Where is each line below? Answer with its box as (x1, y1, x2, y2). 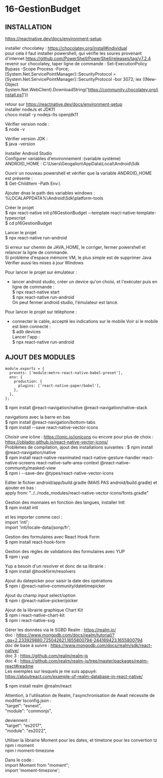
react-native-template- (110, 210, 157, 216)
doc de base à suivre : (5, 642, 50, 648)
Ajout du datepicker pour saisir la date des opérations (5, 578, 113, 583)
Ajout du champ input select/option (5, 592, 76, 598)
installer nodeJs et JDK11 (5, 106, 55, 112)
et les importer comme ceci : (5, 514, 63, 520)
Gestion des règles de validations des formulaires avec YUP (5, 548, 125, 554)
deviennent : (5, 717, 30, 723)
